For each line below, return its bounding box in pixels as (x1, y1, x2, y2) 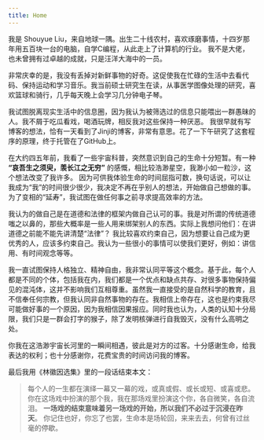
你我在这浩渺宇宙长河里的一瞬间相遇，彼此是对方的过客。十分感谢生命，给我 (8, 340, 256, 350)
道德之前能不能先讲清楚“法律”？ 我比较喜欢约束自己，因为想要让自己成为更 (8, 229, 251, 238)
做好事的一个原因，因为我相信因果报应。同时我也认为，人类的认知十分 (21, 304, 249, 313)
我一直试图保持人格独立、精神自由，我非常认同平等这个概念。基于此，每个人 (8, 265, 256, 274)
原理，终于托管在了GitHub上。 (21, 136, 120, 145)
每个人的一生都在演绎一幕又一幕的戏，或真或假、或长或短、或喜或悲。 (27, 383, 255, 393)
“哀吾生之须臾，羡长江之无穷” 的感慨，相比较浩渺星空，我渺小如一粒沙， (8, 163, 245, 172)
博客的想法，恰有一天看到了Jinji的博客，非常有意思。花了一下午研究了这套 (8, 126, 249, 136)
